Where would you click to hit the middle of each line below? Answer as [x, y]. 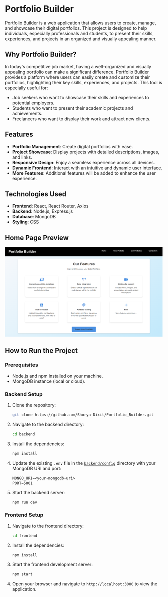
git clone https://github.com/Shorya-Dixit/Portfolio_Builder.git [83, 415]
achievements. [27, 113]
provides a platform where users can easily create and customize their [78, 77]
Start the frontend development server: [53, 565]
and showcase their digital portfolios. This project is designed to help [76, 28]
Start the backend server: [39, 492]
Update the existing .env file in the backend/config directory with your [84, 463]
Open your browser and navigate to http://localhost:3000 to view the [85, 584]
